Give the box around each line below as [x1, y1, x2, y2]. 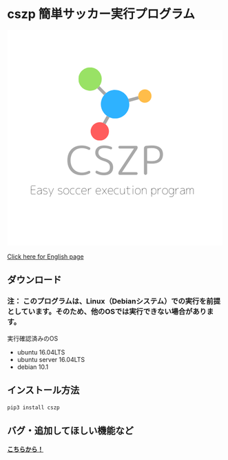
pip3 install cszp [7, 404, 60, 411]
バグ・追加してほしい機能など [7, 425, 134, 437]
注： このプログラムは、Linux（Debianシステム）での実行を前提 [7, 297, 221, 306]
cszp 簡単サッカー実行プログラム [7, 6, 195, 22]
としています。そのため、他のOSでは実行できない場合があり [7, 307, 207, 317]
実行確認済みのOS [7, 334, 59, 342]
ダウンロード [7, 274, 62, 286]
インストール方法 [7, 384, 80, 397]
